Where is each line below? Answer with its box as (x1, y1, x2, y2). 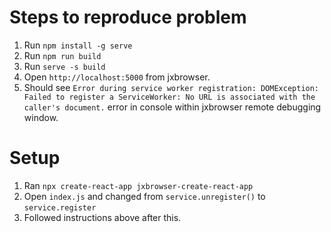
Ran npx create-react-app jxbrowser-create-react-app (23, 179, 254, 191)
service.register (23, 202, 97, 213)
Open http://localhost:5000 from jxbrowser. (23, 71, 211, 83)
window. (23, 111, 59, 123)
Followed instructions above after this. (23, 211, 182, 223)
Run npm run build (23, 49, 102, 61)
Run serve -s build (23, 60, 106, 72)
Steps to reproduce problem (9, 6, 247, 29)
